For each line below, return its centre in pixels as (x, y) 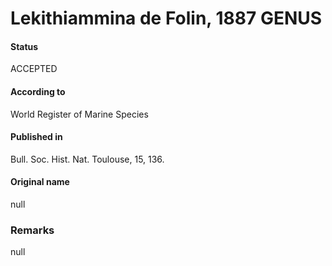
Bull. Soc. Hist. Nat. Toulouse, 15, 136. (87, 159)
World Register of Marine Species (79, 114)
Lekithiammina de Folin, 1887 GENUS (166, 18)
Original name (40, 182)
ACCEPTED (34, 69)
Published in (36, 137)
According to (38, 91)
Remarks (32, 230)
